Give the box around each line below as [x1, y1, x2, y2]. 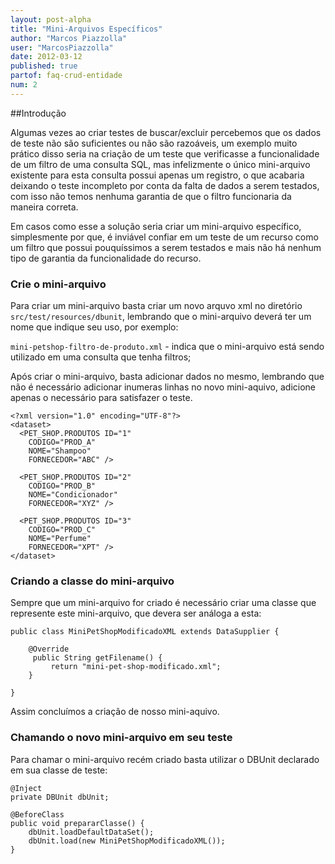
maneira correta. [10, 201, 79, 213]
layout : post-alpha [10, 14, 92, 25]
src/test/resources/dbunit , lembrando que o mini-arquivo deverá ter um [10, 311, 312, 323]
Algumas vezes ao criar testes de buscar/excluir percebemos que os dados [10, 126, 322, 138]
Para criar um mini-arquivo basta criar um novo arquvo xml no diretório [10, 300, 303, 312]
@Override [28, 644, 70, 655]
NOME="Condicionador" [28, 490, 118, 500]
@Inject [10, 783, 43, 793]
